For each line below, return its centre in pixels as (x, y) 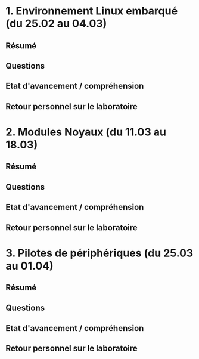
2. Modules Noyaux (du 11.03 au (86, 132)
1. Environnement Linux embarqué (92, 11)
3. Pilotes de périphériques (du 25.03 (99, 253)
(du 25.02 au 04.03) (56, 24)
